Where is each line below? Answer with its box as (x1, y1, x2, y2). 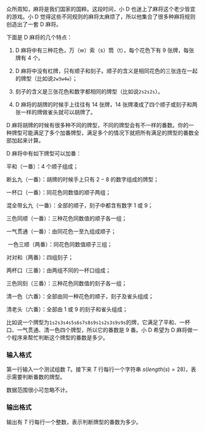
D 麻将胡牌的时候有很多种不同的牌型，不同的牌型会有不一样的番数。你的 (6, 122, 189, 128)
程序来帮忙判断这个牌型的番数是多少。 (11, 334, 108, 341)
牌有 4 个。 (15, 54, 44, 61)
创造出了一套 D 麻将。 (6, 21, 62, 28)
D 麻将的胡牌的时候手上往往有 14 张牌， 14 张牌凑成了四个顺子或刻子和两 (15, 101, 198, 108)
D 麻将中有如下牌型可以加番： (6, 150, 82, 157)
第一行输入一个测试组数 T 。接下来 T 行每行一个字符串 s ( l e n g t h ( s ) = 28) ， (6, 366, 192, 373)
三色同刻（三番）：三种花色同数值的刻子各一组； (6, 280, 127, 287)
